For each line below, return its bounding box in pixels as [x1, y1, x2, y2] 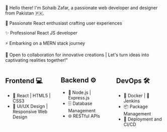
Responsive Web [12, 108, 48, 114]
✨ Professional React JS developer [5, 30, 78, 36]
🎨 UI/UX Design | [12, 103, 48, 109]
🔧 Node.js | [68, 89, 92, 95]
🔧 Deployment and [123, 116, 162, 122]
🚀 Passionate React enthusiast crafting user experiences [5, 20, 122, 26]
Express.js [68, 94, 90, 100]
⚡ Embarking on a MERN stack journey [5, 40, 86, 46]
